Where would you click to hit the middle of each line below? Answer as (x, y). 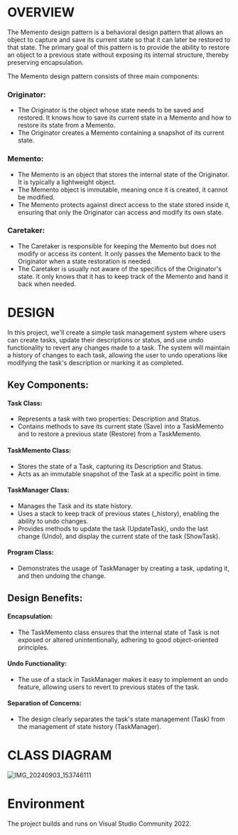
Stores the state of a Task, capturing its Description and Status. (110, 466)
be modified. (36, 197)
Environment (46, 804)
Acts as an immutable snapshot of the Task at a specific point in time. (119, 473)
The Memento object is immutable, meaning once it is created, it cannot (123, 189)
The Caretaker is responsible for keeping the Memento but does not (117, 246)
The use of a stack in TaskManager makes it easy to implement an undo (123, 679)
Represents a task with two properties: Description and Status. (109, 419)
